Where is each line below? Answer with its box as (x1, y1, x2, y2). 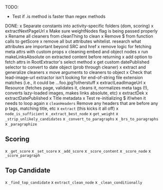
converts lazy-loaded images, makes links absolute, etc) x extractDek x (5, 90, 148, 96)
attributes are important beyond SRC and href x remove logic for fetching (5, 44, 152, 49)
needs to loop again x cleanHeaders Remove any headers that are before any (5, 101, 158, 106)
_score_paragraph (5, 153, 40, 158)
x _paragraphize (5, 121, 37, 127)
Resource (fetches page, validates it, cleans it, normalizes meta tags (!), (5, 85, 149, 90)
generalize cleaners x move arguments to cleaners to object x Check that (5, 69, 152, 75)
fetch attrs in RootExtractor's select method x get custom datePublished (5, 59, 150, 65)
